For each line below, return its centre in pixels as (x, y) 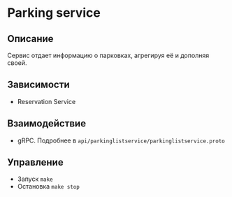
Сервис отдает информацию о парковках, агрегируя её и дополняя (108, 55)
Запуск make (35, 179)
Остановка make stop (49, 187)
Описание (30, 39)
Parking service (54, 13)
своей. (17, 63)
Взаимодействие (46, 124)
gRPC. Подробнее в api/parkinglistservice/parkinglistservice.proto (121, 140)
